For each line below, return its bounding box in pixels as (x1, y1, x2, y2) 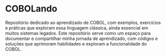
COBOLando (5, 3, 57, 14)
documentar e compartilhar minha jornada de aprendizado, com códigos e (5, 35, 158, 41)
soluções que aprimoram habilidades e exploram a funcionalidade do (5, 40, 147, 46)
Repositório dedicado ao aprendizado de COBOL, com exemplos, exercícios (5, 19, 161, 25)
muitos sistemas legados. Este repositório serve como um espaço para (5, 30, 151, 36)
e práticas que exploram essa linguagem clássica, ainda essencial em (5, 24, 149, 30)
